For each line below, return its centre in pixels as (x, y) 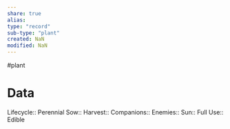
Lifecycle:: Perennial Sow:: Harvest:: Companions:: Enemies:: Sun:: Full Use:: (115, 112)
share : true (24, 13)
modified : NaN (28, 46)
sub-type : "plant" (33, 33)
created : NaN (26, 39)
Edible (16, 119)
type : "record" (29, 26)
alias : (17, 20)
